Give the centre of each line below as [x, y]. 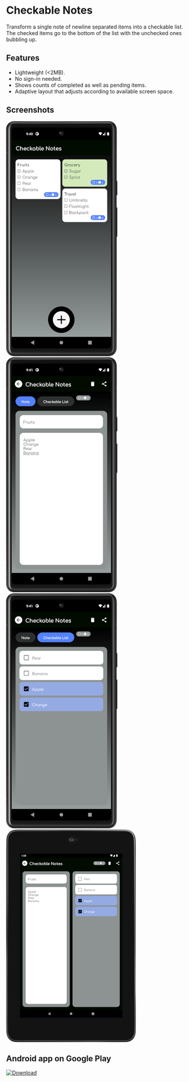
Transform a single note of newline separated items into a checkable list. [95, 27]
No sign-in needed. [38, 78]
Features [23, 58]
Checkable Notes [49, 10]
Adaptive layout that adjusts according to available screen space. [94, 91]
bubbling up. [22, 39]
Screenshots [30, 110]
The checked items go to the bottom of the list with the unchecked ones [94, 33]
